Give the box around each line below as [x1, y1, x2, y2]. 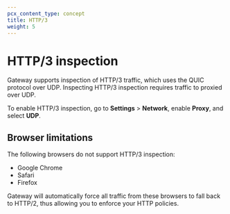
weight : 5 [7, 23, 36, 30]
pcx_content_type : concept [7, 10, 85, 17]
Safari [17, 171, 35, 179]
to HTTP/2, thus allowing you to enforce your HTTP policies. [7, 199, 179, 208]
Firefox [17, 179, 38, 187]
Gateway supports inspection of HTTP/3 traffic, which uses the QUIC [7, 76, 204, 84]
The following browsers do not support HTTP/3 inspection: [7, 150, 175, 158]
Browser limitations [7, 131, 94, 143]
